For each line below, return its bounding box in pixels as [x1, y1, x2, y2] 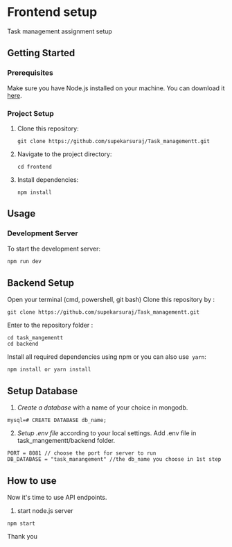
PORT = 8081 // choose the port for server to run [7, 450, 157, 457]
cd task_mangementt [7, 335, 64, 342]
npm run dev [7, 258, 42, 264]
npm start [7, 520, 36, 527]
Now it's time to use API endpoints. [7, 493, 107, 501]
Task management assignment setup [7, 27, 113, 35]
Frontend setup [7, 4, 98, 20]
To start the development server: [7, 244, 101, 253]
